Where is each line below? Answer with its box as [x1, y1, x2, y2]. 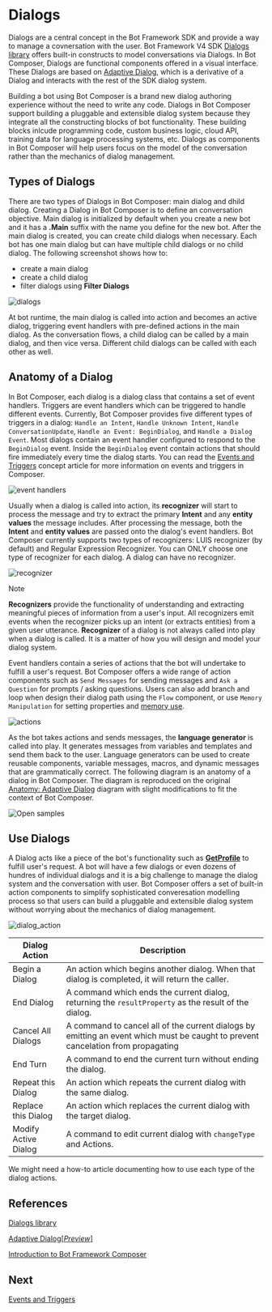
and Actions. [66, 1139, 114, 1150]
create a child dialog [19, 272, 89, 282]
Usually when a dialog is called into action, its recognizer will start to [8, 501, 238, 510]
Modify [12, 1123, 40, 1135]
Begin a [12, 964, 42, 975]
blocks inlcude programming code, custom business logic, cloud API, [8, 126, 240, 135]
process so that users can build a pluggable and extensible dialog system [8, 897, 253, 906]
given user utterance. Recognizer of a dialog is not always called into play [8, 625, 256, 635]
